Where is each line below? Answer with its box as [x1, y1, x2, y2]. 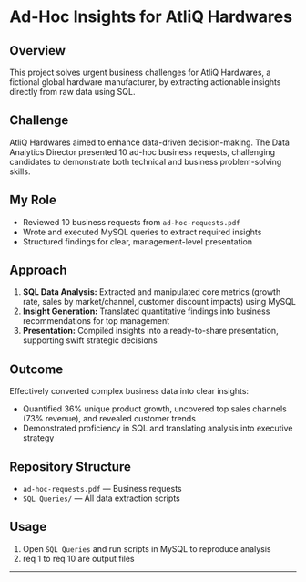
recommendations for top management [22, 316, 170, 327]
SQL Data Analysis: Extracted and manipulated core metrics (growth [22, 286, 281, 297]
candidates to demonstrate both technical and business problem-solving [9, 156, 282, 167]
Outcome [9, 361, 64, 377]
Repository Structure [9, 459, 132, 474]
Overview [9, 43, 66, 58]
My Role [9, 192, 57, 208]
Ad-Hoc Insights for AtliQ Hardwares [9, 6, 293, 27]
